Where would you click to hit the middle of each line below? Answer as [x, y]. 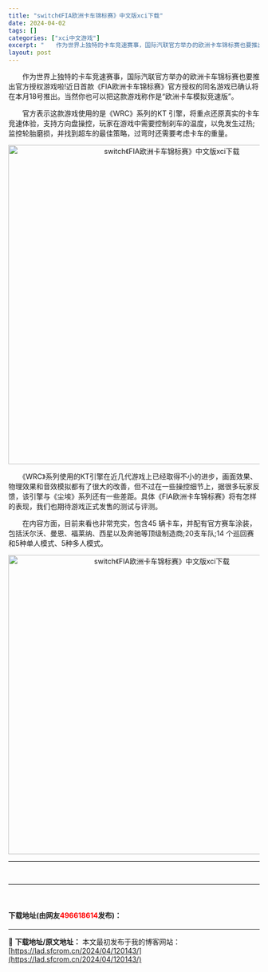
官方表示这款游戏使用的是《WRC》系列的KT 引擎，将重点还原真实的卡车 [141, 113]
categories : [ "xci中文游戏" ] [54, 38]
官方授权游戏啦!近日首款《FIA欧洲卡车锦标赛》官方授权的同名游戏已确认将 [137, 86]
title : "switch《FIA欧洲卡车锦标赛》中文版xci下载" [86, 16]
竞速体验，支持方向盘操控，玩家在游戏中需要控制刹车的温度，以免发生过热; [132, 123]
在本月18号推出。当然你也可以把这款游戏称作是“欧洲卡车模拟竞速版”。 [123, 96]
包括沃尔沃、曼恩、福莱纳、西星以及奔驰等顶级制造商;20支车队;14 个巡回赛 [131, 533]
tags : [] [23, 30]
